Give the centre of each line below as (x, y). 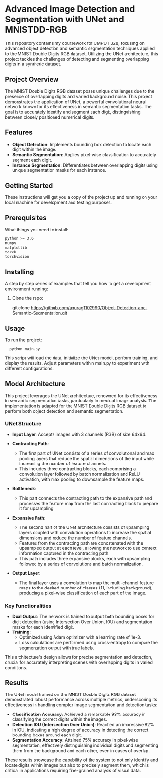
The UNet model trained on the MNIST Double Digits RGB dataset (71, 694)
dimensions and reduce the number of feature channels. (76, 538)
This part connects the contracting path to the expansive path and (86, 498)
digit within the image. (34, 149)
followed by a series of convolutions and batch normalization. (81, 564)
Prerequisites (26, 218)
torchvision (17, 257)
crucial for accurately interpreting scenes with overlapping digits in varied (79, 662)
